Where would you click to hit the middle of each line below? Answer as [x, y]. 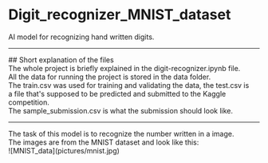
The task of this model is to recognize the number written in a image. [121, 133]
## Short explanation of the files [61, 60]
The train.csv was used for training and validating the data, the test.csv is [129, 85]
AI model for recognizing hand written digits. [81, 37]
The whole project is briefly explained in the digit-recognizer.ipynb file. [124, 68]
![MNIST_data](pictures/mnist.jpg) [64, 150]
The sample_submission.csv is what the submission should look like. [121, 110]
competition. [29, 102]
